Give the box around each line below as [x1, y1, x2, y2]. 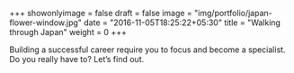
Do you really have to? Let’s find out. [9, 54, 145, 64]
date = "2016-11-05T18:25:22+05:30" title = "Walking [84, 17, 281, 28]
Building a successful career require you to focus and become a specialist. [9, 44, 286, 55]
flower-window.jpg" [9, 17, 83, 28]
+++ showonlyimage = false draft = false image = [9, 8, 193, 18]
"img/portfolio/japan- [194, 8, 272, 18]
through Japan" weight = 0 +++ [9, 27, 128, 37]
